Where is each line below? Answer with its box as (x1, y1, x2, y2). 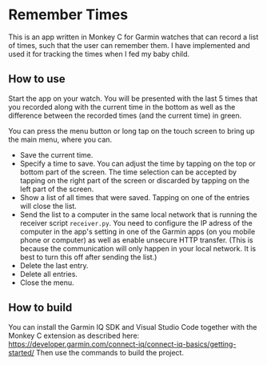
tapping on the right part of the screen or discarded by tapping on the (19, 175, 250, 185)
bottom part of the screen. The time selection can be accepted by (19, 166, 237, 177)
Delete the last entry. (19, 260, 90, 270)
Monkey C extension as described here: (8, 331, 140, 340)
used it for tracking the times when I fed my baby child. (8, 49, 190, 58)
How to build (8, 301, 73, 315)
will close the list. (19, 201, 78, 211)
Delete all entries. (19, 269, 78, 279)
